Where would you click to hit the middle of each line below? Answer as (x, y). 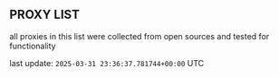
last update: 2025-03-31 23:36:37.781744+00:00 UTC (107, 63)
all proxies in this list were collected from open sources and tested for (139, 36)
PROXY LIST (44, 15)
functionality (33, 46)
